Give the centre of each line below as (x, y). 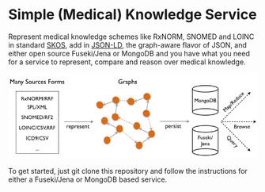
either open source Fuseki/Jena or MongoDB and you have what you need (129, 53)
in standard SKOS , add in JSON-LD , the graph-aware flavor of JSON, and (128, 44)
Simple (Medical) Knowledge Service (132, 15)
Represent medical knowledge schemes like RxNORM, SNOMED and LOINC (131, 36)
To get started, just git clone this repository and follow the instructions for (128, 171)
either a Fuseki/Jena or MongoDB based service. (88, 179)
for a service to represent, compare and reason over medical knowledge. (127, 62)
